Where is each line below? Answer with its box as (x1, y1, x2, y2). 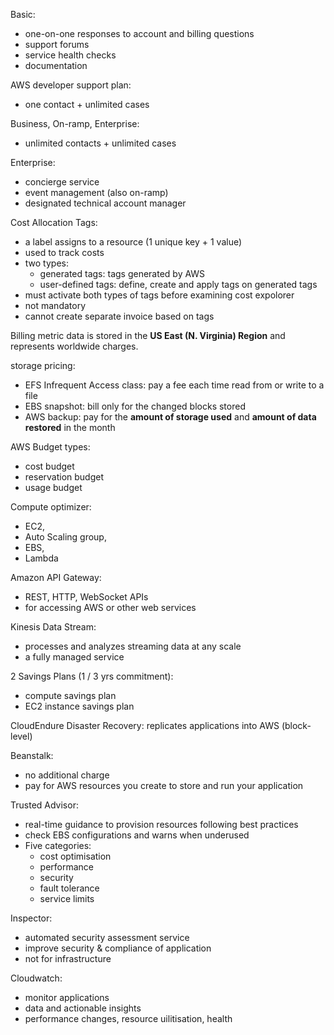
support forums (24, 39, 90, 50)
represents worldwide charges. (10, 340, 139, 352)
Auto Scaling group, (24, 531, 107, 543)
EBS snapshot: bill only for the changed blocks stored (24, 400, 246, 412)
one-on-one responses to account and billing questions (24, 28, 255, 39)
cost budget (24, 460, 75, 472)
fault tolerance (39, 882, 100, 894)
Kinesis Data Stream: (10, 621, 97, 633)
